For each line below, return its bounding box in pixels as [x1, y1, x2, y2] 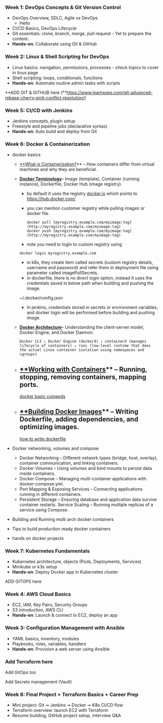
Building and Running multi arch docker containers [12, 516, 114, 522]
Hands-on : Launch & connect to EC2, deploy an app [12, 612, 118, 618]
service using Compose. [19, 507, 69, 513]
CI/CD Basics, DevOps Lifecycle [12, 25, 77, 31]
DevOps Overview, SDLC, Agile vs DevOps [12, 15, 98, 21]
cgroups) [19, 352, 38, 357]
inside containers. [19, 470, 56, 476]
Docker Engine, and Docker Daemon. [19, 329, 94, 335]
